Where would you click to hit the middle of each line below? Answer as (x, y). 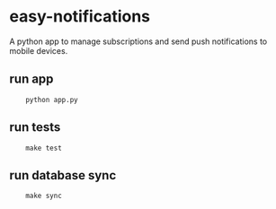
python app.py (52, 100)
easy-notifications (80, 17)
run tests (35, 127)
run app (31, 79)
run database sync (63, 175)
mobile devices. (39, 50)
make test (44, 148)
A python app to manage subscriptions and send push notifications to (138, 41)
